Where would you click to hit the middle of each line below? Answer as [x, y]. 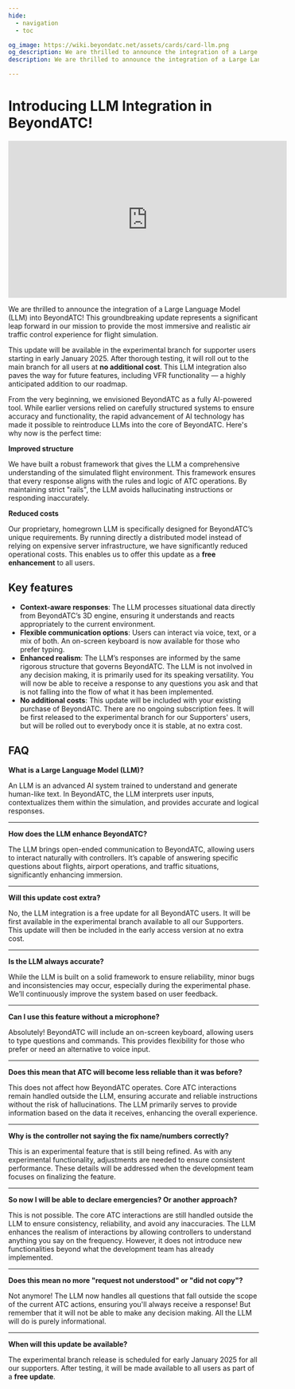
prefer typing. [42, 649]
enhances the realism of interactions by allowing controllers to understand [130, 1232]
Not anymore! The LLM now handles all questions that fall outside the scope [133, 1296]
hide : [17, 16]
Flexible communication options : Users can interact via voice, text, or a [138, 632]
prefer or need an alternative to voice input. [80, 1049]
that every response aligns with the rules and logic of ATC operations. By [128, 481]
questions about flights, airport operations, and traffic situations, [114, 866]
